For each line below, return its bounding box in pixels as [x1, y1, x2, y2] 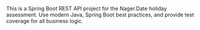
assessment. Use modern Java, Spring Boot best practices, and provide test [6, 11, 195, 18]
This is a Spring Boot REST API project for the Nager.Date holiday [6, 5, 167, 12]
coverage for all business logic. [6, 18, 84, 24]
